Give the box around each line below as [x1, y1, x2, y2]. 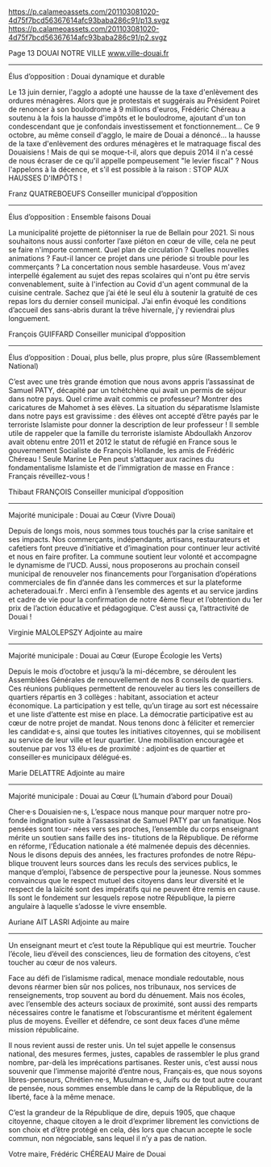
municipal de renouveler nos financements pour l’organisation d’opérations [8, 569, 257, 578]
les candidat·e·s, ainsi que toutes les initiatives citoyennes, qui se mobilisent [8, 727, 261, 736]
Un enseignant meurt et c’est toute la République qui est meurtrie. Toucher [8, 941, 256, 949]
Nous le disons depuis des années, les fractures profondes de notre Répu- [8, 850, 256, 860]
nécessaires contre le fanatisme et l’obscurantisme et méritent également [8, 1008, 252, 1017]
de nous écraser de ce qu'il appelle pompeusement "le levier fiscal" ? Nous [8, 156, 260, 165]
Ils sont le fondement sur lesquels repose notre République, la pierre [8, 893, 236, 903]
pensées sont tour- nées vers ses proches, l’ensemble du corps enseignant [8, 824, 259, 834]
